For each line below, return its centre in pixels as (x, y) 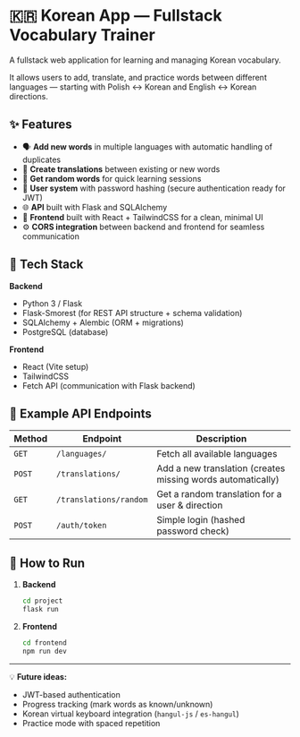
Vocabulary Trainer (83, 35)
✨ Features (41, 125)
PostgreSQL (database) (65, 331)
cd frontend (44, 643)
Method (31, 439)
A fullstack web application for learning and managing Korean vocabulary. (145, 60)
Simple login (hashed (200, 520)
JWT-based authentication (71, 694)
